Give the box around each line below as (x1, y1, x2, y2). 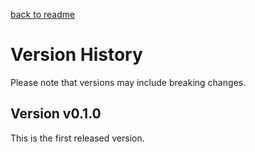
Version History (10, 44, 143, 66)
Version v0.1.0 (10, 105, 102, 123)
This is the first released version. (10, 132, 145, 144)
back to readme (10, 9, 76, 20)
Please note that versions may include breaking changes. (10, 76, 247, 88)
